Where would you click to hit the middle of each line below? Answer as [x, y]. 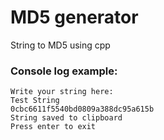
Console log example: [64, 71]
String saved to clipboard [66, 118]
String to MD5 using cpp [60, 45]
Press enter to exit [53, 127]
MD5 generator [74, 17]
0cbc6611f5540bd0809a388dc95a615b [82, 109]
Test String [35, 101]
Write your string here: [62, 92]
